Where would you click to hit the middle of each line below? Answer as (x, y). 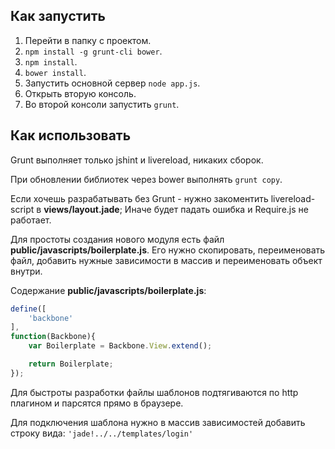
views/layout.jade (81, 209)
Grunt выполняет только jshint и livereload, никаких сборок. (137, 160)
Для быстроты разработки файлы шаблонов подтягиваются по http (154, 392)
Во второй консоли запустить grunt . (102, 104)
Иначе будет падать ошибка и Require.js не (216, 209)
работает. (31, 220)
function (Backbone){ (53, 337)
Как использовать (71, 135)
